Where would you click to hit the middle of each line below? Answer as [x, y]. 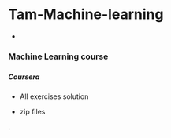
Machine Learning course [58, 56]
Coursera [24, 77]
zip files [32, 112]
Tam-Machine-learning [86, 15]
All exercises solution [54, 96]
